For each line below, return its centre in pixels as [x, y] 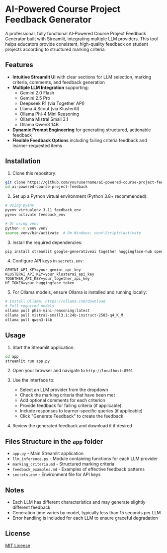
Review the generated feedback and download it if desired [72, 426]
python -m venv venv [27, 228]
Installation [23, 161]
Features [19, 65]
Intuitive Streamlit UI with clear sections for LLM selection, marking [82, 77]
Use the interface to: [33, 380]
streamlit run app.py [28, 361]
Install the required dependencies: [47, 242]
